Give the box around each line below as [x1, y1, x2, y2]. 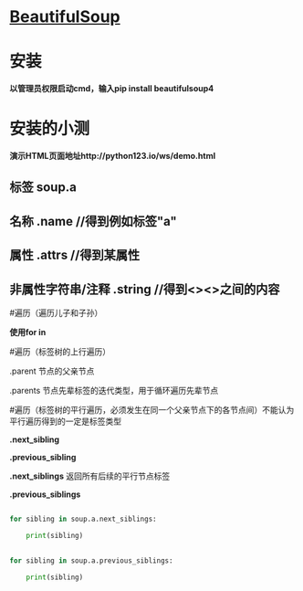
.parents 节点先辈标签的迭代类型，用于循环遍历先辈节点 [9, 385, 219, 396]
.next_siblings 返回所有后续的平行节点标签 [9, 470, 171, 481]
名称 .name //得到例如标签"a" [9, 213, 178, 229]
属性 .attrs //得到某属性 [9, 248, 140, 263]
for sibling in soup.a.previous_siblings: [9, 555, 173, 565]
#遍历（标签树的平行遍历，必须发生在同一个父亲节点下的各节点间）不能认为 [9, 405, 295, 416]
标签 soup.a [9, 180, 78, 195]
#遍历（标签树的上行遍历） [9, 346, 111, 357]
